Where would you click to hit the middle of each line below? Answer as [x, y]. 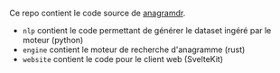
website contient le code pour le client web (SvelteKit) [123, 59]
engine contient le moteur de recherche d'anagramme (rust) [134, 50]
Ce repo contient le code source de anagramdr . [98, 13]
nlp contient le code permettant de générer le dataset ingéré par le [147, 30]
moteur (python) [53, 40]
